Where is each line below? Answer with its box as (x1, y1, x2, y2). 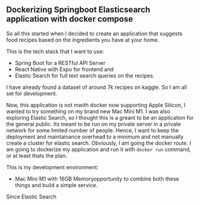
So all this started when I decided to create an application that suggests (6, 30, 183, 37)
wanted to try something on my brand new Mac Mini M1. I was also (6, 107, 170, 115)
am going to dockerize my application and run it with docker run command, (6, 145, 191, 153)
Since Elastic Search (6, 193, 57, 200)
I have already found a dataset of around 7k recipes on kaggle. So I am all (6, 83, 187, 91)
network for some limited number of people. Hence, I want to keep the (6, 126, 179, 133)
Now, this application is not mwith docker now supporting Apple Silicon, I (6, 101, 186, 108)
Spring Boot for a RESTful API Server (14, 59, 106, 66)
